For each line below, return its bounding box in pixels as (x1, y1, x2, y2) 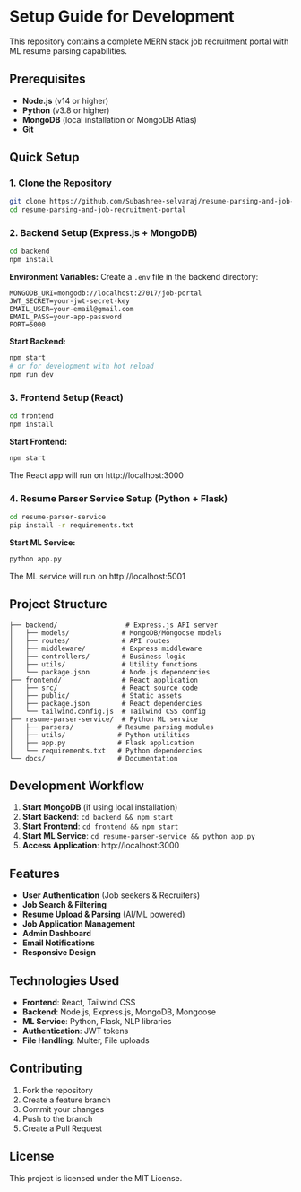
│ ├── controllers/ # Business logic (9, 652, 186, 661)
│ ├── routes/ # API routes (9, 636, 170, 645)
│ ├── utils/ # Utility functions (9, 659, 199, 669)
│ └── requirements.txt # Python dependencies (9, 746, 202, 755)
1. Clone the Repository (9, 177, 112, 189)
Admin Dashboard (21, 928, 92, 939)
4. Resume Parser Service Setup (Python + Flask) (9, 492, 228, 504)
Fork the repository (21, 1084, 94, 1095)
